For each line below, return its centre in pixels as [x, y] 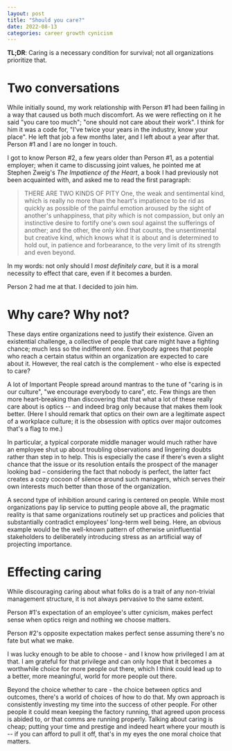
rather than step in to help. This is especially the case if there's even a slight [116, 457]
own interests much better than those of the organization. [89, 486]
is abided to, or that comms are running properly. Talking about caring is [110, 719]
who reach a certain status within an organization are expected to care [108, 356]
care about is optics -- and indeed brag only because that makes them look [115, 406]
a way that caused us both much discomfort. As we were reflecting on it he [114, 115]
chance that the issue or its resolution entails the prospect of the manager [113, 464]
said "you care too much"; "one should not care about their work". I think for [116, 122]
